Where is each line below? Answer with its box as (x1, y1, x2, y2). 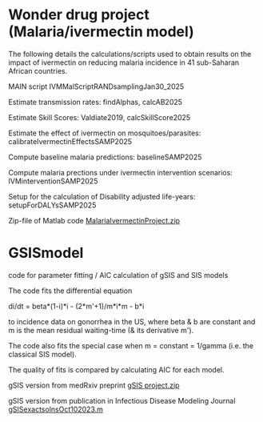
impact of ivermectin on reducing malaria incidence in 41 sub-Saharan (8, 58, 240, 67)
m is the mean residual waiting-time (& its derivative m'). (8, 325, 194, 335)
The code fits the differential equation (8, 286, 133, 295)
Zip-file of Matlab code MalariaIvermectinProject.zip (8, 215, 181, 225)
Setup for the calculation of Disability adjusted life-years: (8, 191, 196, 201)
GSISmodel (8, 244, 84, 262)
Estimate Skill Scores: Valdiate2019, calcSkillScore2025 (8, 112, 191, 122)
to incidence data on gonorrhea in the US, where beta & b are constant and (8, 316, 256, 326)
